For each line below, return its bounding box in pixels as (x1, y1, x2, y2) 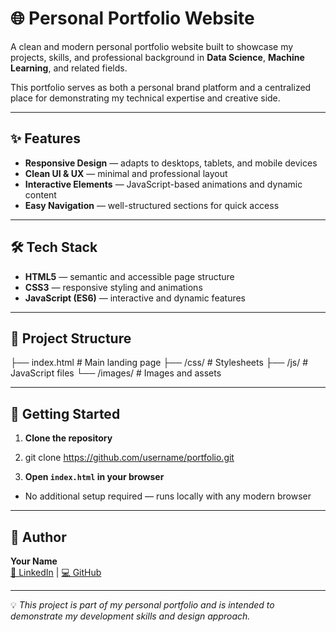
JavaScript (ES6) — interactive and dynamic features (24, 292, 247, 304)
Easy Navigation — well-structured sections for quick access (24, 199, 280, 211)
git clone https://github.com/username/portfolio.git (24, 452, 235, 464)
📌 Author (10, 528, 67, 546)
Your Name (10, 555, 58, 567)
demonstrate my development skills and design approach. (10, 610, 251, 622)
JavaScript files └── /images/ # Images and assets (10, 367, 222, 379)
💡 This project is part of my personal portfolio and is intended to (10, 599, 275, 611)
